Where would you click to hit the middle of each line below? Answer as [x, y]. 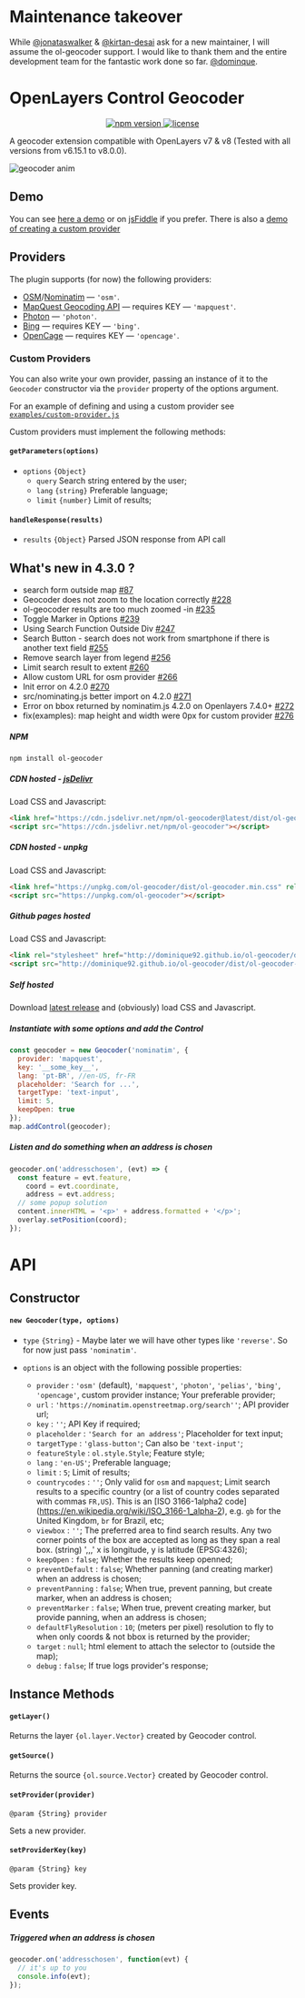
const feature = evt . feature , [74, 1177]
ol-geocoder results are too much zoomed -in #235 [119, 609]
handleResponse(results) [56, 520]
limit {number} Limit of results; [94, 500]
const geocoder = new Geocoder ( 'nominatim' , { [99, 1050]
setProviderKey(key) [49, 1851]
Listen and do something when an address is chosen [111, 1147]
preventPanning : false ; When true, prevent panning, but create [154, 1588]
